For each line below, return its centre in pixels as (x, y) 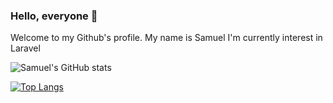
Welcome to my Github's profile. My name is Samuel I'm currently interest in (166, 38)
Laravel (25, 48)
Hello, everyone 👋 (54, 16)
